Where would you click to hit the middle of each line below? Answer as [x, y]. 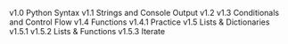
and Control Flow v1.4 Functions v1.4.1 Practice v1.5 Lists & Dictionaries [140, 22]
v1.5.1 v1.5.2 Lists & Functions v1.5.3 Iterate [87, 31]
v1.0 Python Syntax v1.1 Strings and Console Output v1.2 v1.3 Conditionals [144, 13]
